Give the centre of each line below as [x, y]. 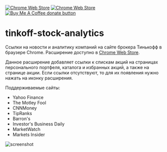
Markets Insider [29, 134]
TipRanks [22, 113]
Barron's [21, 118]
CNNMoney [25, 108]
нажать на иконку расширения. [39, 78]
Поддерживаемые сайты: [33, 87]
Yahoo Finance [28, 97]
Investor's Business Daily [38, 124]
